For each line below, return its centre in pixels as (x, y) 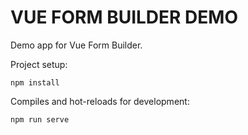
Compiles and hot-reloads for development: (100, 101)
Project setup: (39, 64)
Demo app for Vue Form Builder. (76, 45)
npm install (35, 82)
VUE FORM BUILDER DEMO (124, 17)
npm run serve (40, 119)
